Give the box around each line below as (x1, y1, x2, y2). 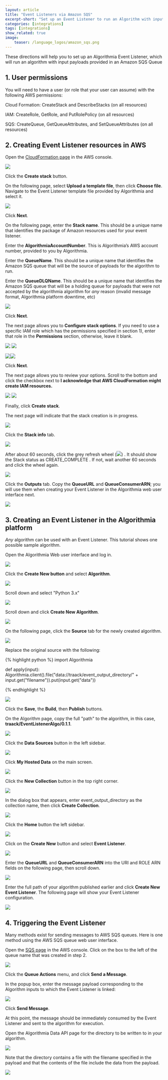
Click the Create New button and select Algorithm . (5, 571, 111, 577)
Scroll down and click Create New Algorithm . (5, 609, 99, 615)
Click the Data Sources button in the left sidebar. (5, 740, 106, 746)
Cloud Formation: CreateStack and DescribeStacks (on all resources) (5, 102, 147, 108)
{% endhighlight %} (5, 687, 46, 693)
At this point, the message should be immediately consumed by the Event (5, 1015, 156, 1021)
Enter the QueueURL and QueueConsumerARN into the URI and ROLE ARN (5, 860, 161, 866)
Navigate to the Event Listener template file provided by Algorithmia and (5, 188, 153, 194)
